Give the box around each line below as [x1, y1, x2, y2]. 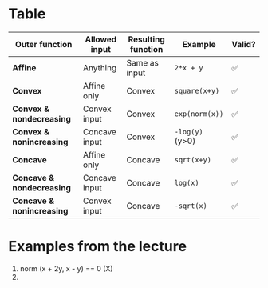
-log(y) [174, 127, 203, 136]
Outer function [14, 38, 73, 50]
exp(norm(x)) [174, 109, 224, 118]
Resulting [128, 34, 165, 45]
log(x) [174, 178, 199, 187]
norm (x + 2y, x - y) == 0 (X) [19, 263, 113, 273]
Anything [82, 62, 117, 73]
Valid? [231, 38, 256, 50]
